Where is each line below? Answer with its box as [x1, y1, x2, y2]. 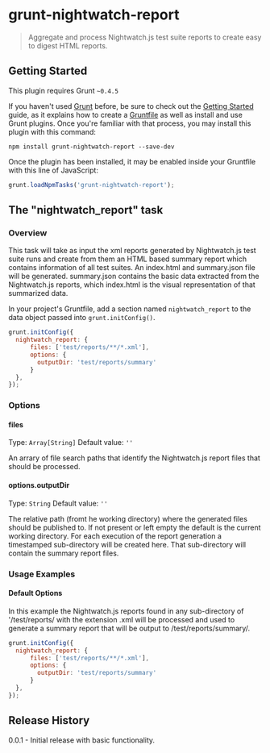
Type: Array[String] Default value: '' [8, 438, 134, 447]
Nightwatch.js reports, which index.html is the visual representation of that [8, 280, 255, 289]
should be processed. [8, 462, 81, 472]
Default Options [8, 589, 63, 598]
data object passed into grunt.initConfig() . [8, 313, 156, 322]
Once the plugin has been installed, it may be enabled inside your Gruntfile [8, 156, 256, 166]
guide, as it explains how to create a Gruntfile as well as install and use [8, 110, 243, 119]
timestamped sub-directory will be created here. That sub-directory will [8, 539, 247, 549]
